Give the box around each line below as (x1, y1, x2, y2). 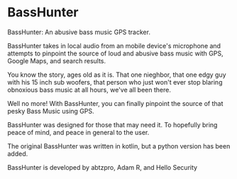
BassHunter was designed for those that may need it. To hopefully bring (7, 120, 218, 129)
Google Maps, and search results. (7, 56, 106, 65)
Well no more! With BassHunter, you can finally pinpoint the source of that (7, 99, 224, 107)
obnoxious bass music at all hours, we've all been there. (7, 85, 172, 94)
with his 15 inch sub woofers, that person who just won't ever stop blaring (7, 77, 223, 86)
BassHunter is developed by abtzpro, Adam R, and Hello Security (7, 163, 197, 171)
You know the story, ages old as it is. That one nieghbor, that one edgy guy (7, 70, 226, 79)
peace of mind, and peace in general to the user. (7, 128, 150, 136)
